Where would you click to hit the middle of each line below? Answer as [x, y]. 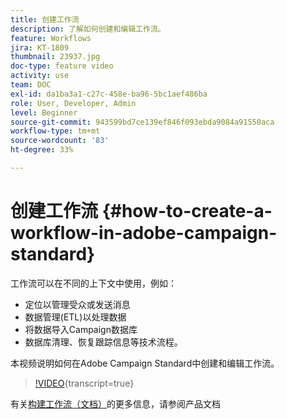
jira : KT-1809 [40, 47]
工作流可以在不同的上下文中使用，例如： [93, 283]
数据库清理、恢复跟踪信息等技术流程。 [103, 342]
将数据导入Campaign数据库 [81, 329]
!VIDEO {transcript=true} [84, 383]
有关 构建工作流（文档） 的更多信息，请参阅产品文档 [115, 403]
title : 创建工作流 [45, 19]
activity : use [40, 76]
